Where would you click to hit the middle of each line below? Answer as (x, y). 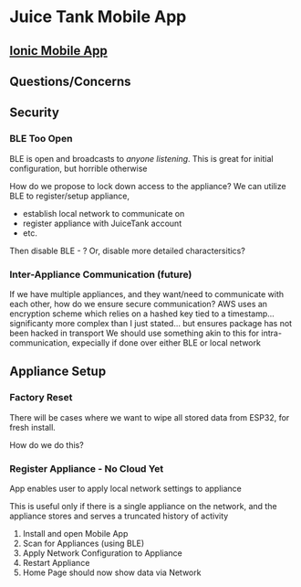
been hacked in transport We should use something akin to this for (135, 333)
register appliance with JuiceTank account (102, 223)
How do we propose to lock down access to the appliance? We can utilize (148, 186)
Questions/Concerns (70, 81)
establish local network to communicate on (104, 213)
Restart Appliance (56, 562)
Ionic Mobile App (58, 51)
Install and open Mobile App (75, 533)
